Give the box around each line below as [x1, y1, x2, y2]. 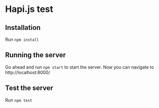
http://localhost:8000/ [5, 69, 51, 75]
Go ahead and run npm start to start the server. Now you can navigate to [5, 64, 154, 70]
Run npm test [5, 97, 32, 103]
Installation [5, 23, 41, 32]
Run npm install [5, 36, 39, 42]
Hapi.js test [5, 3, 54, 15]
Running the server [5, 51, 66, 59]
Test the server [5, 84, 54, 93]
